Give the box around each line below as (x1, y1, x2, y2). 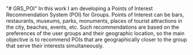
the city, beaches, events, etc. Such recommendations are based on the (6, 23, 180, 30)
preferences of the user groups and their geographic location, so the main (6, 30, 185, 37)
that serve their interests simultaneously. (6, 42, 104, 49)
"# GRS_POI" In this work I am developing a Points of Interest (6, 5, 153, 12)
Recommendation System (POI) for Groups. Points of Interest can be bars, (6, 11, 184, 18)
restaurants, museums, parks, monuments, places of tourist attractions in (6, 18, 182, 24)
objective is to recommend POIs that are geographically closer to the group (6, 36, 187, 43)
